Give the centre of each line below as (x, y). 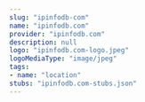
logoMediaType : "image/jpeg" (63, 59)
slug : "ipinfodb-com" (49, 17)
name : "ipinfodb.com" (49, 26)
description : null (43, 42)
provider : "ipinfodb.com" (57, 34)
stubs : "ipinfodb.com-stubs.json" (73, 83)
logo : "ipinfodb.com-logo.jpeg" (69, 51)
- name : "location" (45, 75)
